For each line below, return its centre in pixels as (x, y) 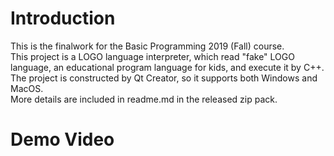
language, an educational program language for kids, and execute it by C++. (167, 67)
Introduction (63, 18)
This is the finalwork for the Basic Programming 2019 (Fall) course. (147, 46)
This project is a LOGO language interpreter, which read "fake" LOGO (152, 56)
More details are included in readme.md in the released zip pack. (144, 99)
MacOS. (27, 88)
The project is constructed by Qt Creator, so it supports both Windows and (164, 78)
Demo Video (62, 139)
